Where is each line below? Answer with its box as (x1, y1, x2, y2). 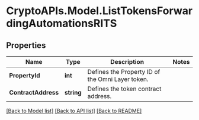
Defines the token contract (87, 85, 162, 93)
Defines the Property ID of (87, 68, 161, 76)
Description (110, 58, 144, 66)
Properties (6, 40, 46, 50)
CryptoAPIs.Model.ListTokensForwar (6, 4, 193, 18)
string (64, 89, 82, 96)
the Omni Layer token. (87, 75, 149, 83)
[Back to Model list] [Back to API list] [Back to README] (6, 108, 142, 114)
